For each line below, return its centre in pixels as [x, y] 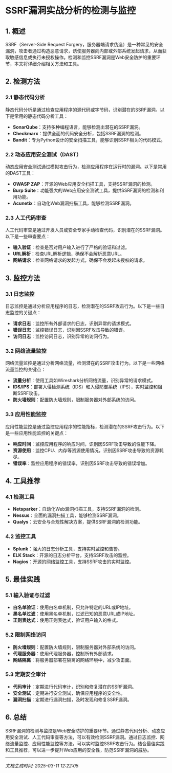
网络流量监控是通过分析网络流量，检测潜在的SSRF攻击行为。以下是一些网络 [85, 363]
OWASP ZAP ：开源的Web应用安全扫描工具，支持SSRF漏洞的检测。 [84, 184]
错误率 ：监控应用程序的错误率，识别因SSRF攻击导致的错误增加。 [81, 463]
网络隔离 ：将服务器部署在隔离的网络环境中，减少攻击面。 [73, 660]
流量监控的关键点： [26, 370]
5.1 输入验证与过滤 [28, 595]
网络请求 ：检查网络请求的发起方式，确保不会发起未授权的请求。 [80, 260]
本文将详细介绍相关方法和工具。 [48, 64]
